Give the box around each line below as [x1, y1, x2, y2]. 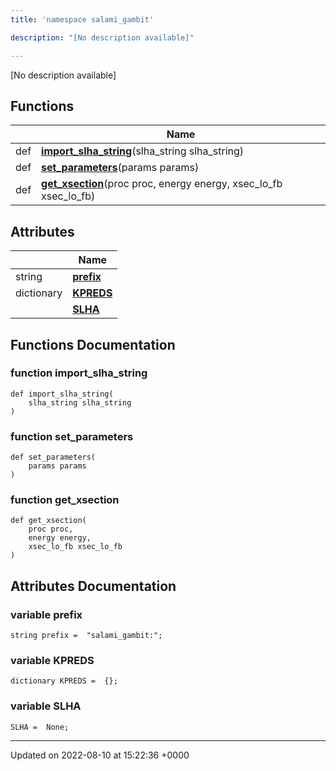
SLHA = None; [10, 722, 70, 732]
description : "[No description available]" [10, 32, 195, 43]
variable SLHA [10, 699, 82, 713]
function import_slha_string [10, 366, 148, 380]
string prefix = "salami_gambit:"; [10, 631, 163, 641]
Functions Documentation [10, 336, 176, 353]
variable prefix [10, 607, 83, 621]
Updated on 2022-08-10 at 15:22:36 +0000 [10, 749, 190, 761]
